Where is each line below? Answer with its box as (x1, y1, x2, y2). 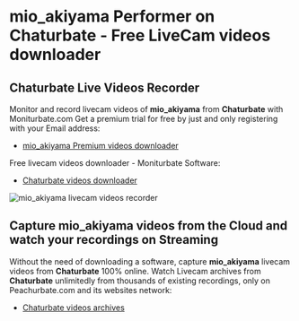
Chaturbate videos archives (22, 302, 126, 313)
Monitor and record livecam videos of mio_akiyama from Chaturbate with (9, 104, 284, 114)
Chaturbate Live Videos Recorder (9, 80, 200, 95)
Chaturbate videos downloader (22, 175, 137, 186)
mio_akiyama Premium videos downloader (22, 141, 180, 151)
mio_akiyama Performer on (9, 6, 215, 27)
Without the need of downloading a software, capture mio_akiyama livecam (9, 256, 290, 266)
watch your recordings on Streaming (9, 232, 218, 247)
